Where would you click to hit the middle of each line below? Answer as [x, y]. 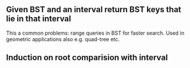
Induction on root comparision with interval [87, 58]
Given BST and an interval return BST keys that [94, 10]
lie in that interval [39, 19]
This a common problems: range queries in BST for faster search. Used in [95, 33]
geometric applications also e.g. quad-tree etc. [63, 39]
